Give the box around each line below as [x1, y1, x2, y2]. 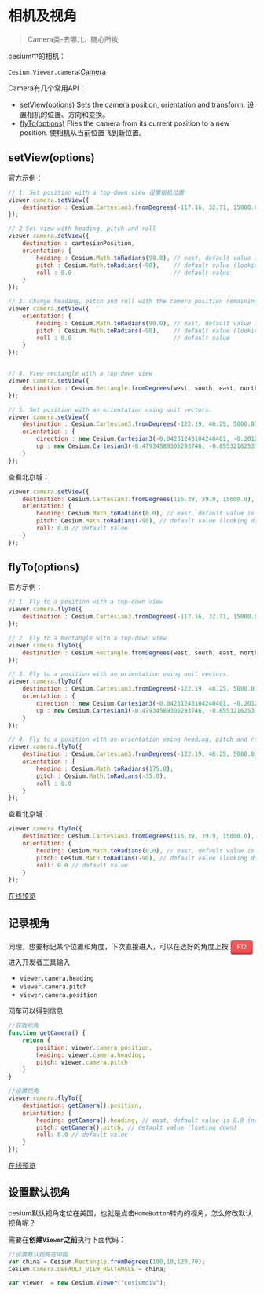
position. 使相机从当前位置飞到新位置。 [19, 127, 147, 137]
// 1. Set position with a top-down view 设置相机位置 [8, 189, 185, 196]
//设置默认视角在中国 [8, 1250, 68, 1258]
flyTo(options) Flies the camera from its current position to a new [19, 119, 230, 128]
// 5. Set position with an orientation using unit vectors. [8, 405, 213, 413]
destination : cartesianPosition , [22, 240, 135, 247]
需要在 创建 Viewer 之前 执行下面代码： [8, 1234, 126, 1244]
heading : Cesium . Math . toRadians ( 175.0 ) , [36, 764, 174, 772]
